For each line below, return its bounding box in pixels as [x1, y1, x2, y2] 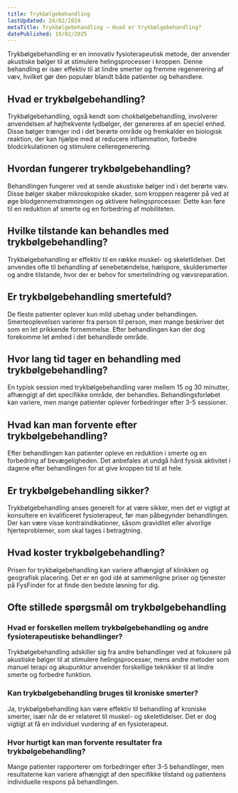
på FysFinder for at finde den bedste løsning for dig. [7, 581, 160, 589]
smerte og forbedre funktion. [7, 671, 92, 679]
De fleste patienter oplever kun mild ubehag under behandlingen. [7, 310, 198, 318]
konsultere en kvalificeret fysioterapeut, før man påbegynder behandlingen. [7, 510, 229, 520]
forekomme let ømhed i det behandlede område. [7, 332, 149, 341]
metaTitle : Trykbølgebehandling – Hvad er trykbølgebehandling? [7, 23, 202, 31]
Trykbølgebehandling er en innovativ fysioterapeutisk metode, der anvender [7, 50, 230, 58]
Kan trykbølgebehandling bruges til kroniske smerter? [7, 688, 199, 698]
